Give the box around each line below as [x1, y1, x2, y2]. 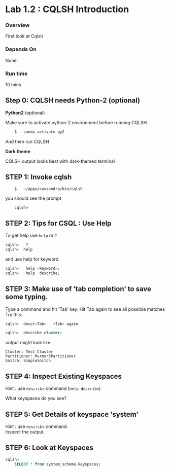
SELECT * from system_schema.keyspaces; [14, 461, 101, 467]
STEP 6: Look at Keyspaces [5, 444, 94, 452]
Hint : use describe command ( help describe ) [5, 385, 101, 391]
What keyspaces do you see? [5, 395, 67, 402]
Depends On [5, 46, 37, 53]
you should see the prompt [5, 195, 62, 201]
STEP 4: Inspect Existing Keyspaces [5, 372, 122, 381]
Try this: [5, 311, 23, 317]
